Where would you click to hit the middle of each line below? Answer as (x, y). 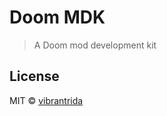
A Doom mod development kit (95, 45)
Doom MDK (57, 17)
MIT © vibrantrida (46, 100)
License (34, 76)
